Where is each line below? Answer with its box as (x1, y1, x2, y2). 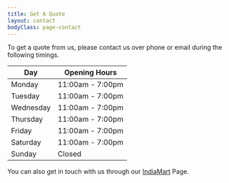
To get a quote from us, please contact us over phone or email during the (7, 43, 223, 52)
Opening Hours (63, 68, 118, 78)
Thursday (11, 115, 44, 125)
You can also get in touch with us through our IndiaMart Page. (7, 167, 189, 176)
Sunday (11, 149, 37, 159)
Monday (11, 80, 39, 90)
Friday (11, 126, 32, 136)
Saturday (11, 137, 41, 147)
